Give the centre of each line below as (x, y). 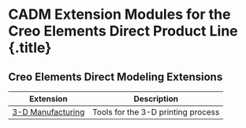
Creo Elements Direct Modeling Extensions (116, 77)
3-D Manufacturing (48, 112)
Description (156, 99)
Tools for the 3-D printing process (156, 112)
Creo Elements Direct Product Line (123, 31)
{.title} (30, 48)
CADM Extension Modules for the (119, 15)
